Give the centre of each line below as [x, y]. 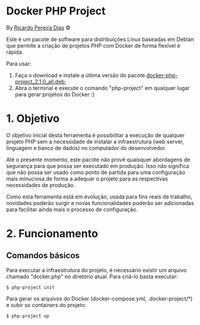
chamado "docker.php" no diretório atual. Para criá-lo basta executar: [92, 276]
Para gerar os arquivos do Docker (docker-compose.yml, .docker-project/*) [99, 299]
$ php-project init [31, 287]
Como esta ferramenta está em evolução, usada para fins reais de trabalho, [99, 197]
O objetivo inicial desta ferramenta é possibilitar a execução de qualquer [96, 135]
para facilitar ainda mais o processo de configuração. [72, 209]
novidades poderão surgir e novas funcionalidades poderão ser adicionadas [100, 203]
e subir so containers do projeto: [46, 305]
